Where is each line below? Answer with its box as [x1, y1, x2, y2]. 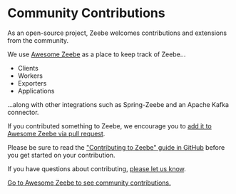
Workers [17, 71, 43, 80]
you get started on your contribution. [7, 150, 116, 159]
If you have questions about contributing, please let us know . [7, 164, 187, 173]
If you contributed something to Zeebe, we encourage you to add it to [7, 121, 212, 130]
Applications [17, 86, 55, 95]
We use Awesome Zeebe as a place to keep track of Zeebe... [7, 50, 186, 58]
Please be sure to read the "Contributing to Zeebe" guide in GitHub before [7, 143, 225, 151]
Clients [17, 63, 39, 72]
